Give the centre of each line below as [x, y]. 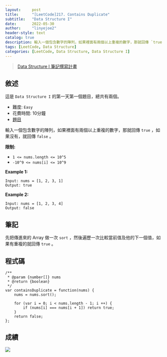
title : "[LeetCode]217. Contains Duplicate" [58, 14]
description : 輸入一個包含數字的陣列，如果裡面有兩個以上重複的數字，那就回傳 [77, 42]
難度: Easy [23, 107]
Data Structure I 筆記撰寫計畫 [47, 66]
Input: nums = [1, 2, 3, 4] [34, 204]
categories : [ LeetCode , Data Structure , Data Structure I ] [68, 51]
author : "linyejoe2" [31, 28]
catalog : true [20, 38]
